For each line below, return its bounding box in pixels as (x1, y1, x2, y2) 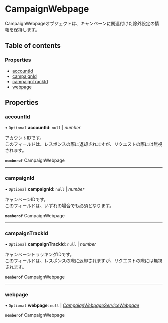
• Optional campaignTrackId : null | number (5, 241, 96, 247)
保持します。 (13, 26, 40, 33)
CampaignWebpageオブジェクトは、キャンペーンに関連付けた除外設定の (5, 20, 155, 26)
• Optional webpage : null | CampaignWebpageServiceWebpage (5, 302, 140, 308)
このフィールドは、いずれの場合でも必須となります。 (5, 202, 114, 208)
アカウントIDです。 (5, 135, 44, 141)
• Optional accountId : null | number (5, 125, 81, 131)
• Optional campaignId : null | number (5, 186, 85, 192)
